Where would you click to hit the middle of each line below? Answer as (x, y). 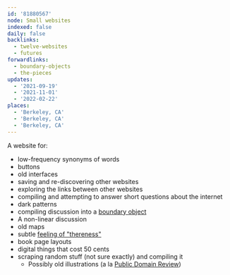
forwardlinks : (28, 60)
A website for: (28, 145)
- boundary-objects (42, 66)
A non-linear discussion (52, 219)
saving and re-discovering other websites (78, 181)
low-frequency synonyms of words (68, 159)
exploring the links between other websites (80, 189)
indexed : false (30, 27)
